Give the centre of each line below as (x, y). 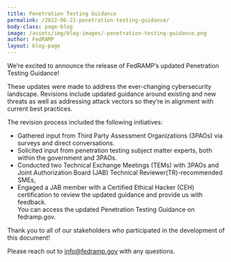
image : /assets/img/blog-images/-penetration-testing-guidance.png (107, 33)
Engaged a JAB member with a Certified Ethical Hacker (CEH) (106, 187)
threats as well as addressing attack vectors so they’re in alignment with (111, 101)
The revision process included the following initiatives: (85, 122)
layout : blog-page (34, 46)
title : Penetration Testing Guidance (62, 14)
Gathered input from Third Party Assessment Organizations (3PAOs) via (120, 136)
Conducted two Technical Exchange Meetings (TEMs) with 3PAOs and (118, 165)
